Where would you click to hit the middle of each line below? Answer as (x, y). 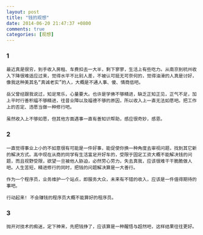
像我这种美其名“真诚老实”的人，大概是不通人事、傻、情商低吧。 (75, 83)
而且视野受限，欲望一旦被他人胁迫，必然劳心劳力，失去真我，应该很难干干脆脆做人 (104, 161)
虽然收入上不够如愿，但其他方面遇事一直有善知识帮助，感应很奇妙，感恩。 (86, 119)
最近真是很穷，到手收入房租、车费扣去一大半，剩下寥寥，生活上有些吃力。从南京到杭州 (99, 70)
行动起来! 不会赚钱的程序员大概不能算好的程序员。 (61, 198)
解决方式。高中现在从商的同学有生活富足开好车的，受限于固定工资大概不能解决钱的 (99, 155)
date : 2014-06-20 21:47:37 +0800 (49, 23)
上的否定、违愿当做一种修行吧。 (41, 107)
